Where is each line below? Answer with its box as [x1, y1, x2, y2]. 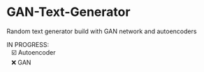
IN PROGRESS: [6, 40, 50, 48]
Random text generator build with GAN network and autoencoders [6, 27, 197, 35]
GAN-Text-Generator [6, 4, 131, 20]
